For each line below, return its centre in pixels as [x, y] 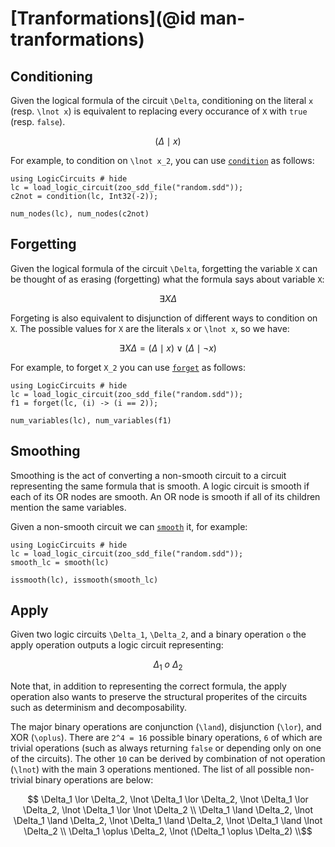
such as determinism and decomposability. [98, 708]
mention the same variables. [68, 507]
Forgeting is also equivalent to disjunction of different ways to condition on [164, 318]
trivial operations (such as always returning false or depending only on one [166, 748]
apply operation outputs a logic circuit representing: [117, 645]
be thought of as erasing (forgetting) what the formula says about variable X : [167, 279]
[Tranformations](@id [103, 18]
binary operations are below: [94, 780]
